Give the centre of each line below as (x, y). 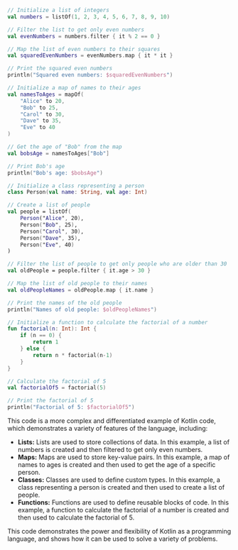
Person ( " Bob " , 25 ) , (49, 225)
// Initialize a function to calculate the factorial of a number (108, 322)
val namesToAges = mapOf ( (45, 94)
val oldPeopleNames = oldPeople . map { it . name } (81, 290)
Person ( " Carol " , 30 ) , (52, 231)
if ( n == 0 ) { (41, 336)
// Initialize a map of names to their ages (74, 88)
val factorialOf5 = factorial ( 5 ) (57, 388)
